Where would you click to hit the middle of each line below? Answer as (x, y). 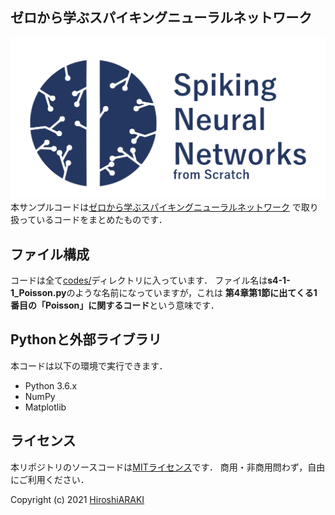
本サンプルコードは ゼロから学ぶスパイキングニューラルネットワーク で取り (164, 207)
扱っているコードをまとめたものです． (89, 220)
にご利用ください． (50, 479)
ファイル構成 (50, 254)
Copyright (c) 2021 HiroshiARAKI (77, 499)
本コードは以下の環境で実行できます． (89, 365)
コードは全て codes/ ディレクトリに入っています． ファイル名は (139, 280)
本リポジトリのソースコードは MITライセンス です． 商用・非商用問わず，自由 (168, 467)
